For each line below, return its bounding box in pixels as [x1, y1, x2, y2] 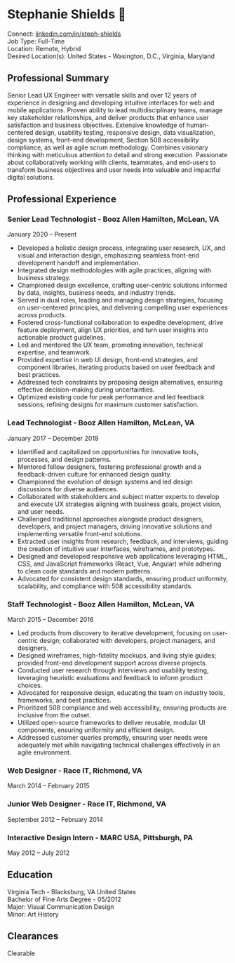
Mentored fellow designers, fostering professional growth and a [17, 463, 202, 471]
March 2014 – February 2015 [7, 782, 90, 790]
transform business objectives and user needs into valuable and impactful [7, 165, 221, 174]
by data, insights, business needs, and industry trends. [17, 288, 176, 297]
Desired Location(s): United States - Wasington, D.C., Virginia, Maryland [7, 52, 215, 60]
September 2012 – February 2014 [7, 815, 104, 823]
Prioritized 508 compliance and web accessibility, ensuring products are [17, 703, 227, 712]
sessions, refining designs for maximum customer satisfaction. [17, 400, 199, 409]
